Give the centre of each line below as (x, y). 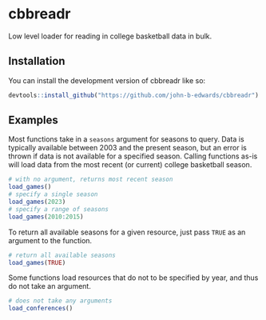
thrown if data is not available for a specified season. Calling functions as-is (133, 156)
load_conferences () (41, 309)
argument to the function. (50, 240)
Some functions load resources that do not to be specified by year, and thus (133, 278)
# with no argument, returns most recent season (91, 180)
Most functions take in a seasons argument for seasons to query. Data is (127, 139)
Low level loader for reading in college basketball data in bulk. (110, 36)
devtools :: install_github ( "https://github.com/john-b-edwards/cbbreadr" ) (134, 95)
